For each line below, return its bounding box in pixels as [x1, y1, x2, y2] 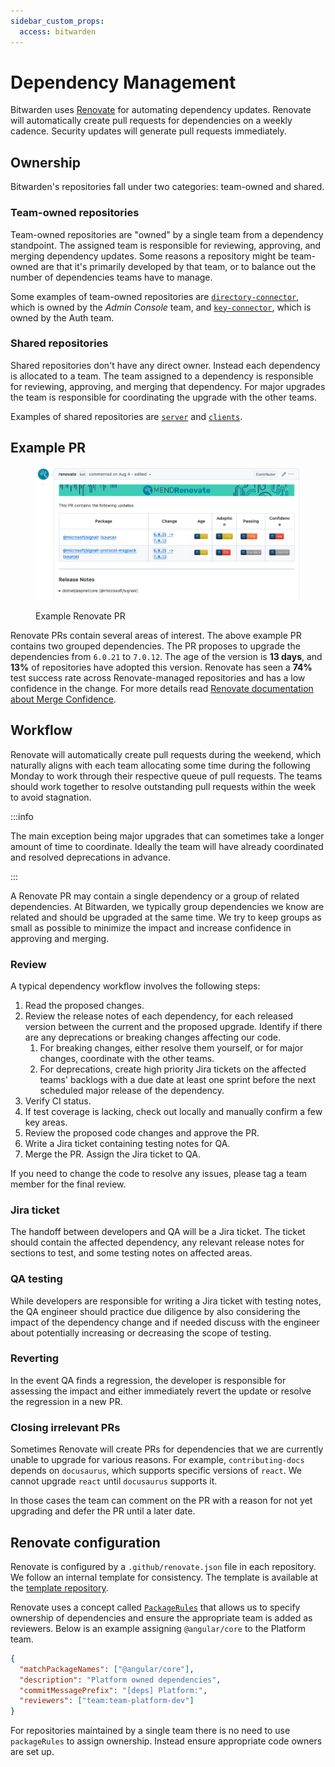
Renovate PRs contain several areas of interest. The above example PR [10, 629, 302, 641]
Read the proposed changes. [24, 999, 145, 1011]
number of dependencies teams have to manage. [10, 271, 213, 283]
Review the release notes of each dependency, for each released [24, 1010, 294, 1022]
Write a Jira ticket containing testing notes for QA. [24, 1137, 231, 1149]
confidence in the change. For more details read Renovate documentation [10, 682, 314, 694]
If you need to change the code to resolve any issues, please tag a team [10, 1167, 308, 1179]
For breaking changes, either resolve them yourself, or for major [39, 1041, 304, 1054]
